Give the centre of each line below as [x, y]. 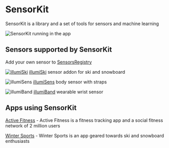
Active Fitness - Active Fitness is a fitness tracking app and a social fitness [84, 120]
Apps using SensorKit [41, 108]
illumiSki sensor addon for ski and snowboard [77, 72]
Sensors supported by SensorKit [59, 50]
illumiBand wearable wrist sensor [68, 92]
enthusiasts [17, 141]
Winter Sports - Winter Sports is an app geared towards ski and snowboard [85, 135]
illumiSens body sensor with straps [70, 82]
